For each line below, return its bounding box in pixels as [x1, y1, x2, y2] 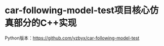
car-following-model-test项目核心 [5, 5, 150, 16]
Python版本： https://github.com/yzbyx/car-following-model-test [5, 35, 140, 41]
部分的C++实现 [14, 17, 77, 29]
